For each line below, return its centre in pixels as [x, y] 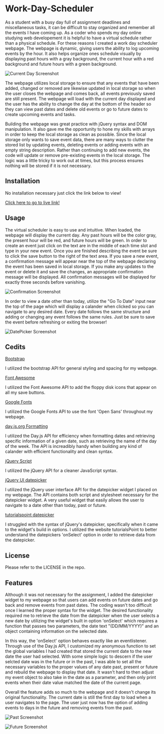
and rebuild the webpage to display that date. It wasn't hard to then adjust [80, 672]
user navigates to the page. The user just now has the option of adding [77, 703]
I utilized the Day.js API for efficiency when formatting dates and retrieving [80, 436]
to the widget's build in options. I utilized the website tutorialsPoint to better [81, 529]
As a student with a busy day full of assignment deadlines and [68, 22]
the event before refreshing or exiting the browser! [56, 322]
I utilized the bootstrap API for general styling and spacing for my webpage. [81, 368]
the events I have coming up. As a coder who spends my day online [73, 32]
